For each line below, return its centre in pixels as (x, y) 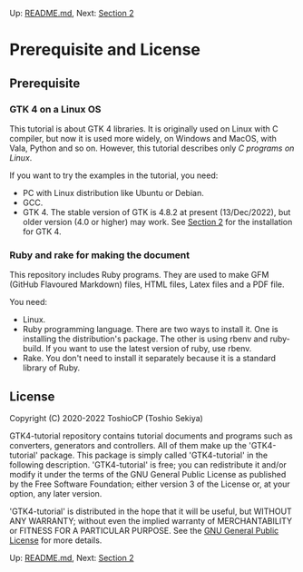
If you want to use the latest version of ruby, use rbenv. (148, 349)
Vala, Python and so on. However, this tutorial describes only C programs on (152, 148)
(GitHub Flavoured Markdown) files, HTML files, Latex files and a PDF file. (147, 284)
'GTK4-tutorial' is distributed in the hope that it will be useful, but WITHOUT (151, 511)
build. (33, 349)
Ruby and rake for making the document (100, 255)
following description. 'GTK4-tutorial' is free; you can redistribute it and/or (148, 464)
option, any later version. (56, 493)
